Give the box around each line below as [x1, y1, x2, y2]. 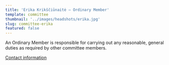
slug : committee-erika [5, 21, 53, 26]
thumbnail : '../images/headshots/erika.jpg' [5, 16, 100, 21]
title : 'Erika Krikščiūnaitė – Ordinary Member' [5, 7, 109, 12]
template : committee [5, 12, 49, 17]
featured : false [5, 26, 39, 31]
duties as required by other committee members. [5, 45, 107, 51]
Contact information [5, 54, 47, 60]
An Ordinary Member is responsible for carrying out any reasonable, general [5, 39, 164, 45]
